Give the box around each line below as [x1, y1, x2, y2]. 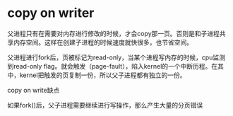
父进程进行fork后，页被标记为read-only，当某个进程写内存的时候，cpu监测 [7, 53, 226, 62]
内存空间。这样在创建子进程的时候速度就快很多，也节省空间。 [13, 37, 193, 47]
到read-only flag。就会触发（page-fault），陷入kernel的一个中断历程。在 [7, 62, 218, 70]
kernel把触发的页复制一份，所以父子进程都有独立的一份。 [19, 71, 186, 79]
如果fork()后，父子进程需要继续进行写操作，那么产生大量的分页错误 [7, 100, 203, 109]
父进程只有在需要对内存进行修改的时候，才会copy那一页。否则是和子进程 [7, 29, 220, 37]
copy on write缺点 [7, 86, 60, 94]
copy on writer [7, 5, 95, 21]
